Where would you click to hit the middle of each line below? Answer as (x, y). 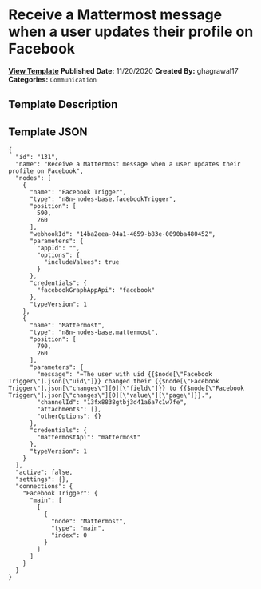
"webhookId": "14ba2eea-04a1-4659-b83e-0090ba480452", (123, 234)
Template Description (63, 104)
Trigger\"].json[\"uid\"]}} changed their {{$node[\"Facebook (114, 382)
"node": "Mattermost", (89, 522)
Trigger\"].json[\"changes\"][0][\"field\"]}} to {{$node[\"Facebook (127, 389)
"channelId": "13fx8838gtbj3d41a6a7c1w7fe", (112, 403)
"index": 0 (69, 535)
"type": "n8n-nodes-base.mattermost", (94, 333)
